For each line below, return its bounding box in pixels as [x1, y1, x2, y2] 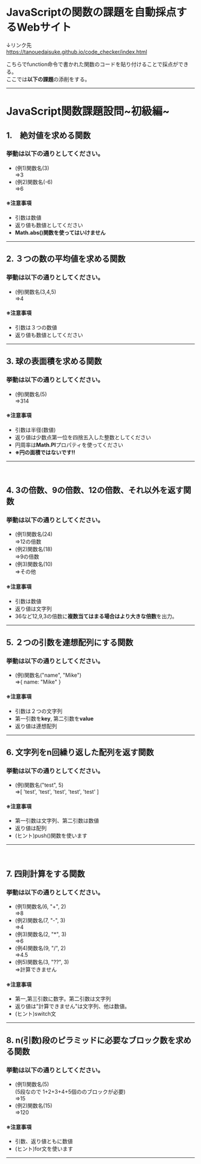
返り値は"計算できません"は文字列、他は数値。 [14, 1003, 130, 1010]
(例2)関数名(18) [14, 545, 53, 553]
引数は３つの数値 [14, 323, 57, 331]
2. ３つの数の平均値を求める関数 [6, 254, 126, 264]
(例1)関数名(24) [14, 530, 53, 538]
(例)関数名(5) [14, 391, 47, 398]
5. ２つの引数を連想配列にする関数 [6, 637, 133, 648]
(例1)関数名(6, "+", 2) [14, 903, 66, 910]
